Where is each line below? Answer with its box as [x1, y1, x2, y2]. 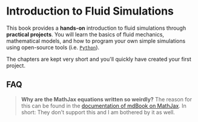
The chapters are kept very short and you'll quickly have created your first [6, 55, 192, 63]
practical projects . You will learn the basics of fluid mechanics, [6, 30, 165, 38]
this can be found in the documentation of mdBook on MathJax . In [21, 102, 186, 109]
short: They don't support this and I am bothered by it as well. [21, 108, 176, 116]
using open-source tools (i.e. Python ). [6, 44, 100, 51]
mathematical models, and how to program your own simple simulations [6, 37, 186, 44]
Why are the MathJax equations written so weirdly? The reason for [21, 95, 193, 103]
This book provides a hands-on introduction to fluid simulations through [6, 24, 186, 32]
